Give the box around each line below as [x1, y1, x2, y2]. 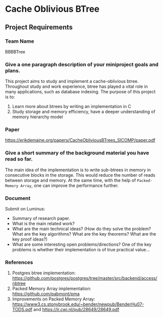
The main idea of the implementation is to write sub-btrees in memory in [5, 167, 151, 173]
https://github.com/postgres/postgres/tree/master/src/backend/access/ [12, 275, 158, 281]
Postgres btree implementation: [12, 270, 76, 276]
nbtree [12, 281, 26, 287]
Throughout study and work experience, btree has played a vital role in [5, 83, 148, 89]
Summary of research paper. [12, 215, 70, 221]
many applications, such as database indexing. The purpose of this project [5, 89, 156, 95]
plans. [5, 67, 21, 74]
